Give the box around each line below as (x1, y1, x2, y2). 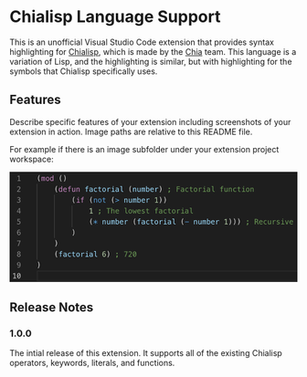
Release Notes (9, 299, 94, 316)
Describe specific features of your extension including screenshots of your (9, 116, 291, 127)
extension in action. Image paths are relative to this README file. (9, 126, 253, 137)
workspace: (9, 153, 54, 164)
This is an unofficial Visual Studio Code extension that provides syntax (9, 37, 274, 47)
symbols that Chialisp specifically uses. (9, 66, 158, 77)
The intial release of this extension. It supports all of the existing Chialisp (9, 348, 283, 359)
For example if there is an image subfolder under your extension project (9, 143, 280, 154)
